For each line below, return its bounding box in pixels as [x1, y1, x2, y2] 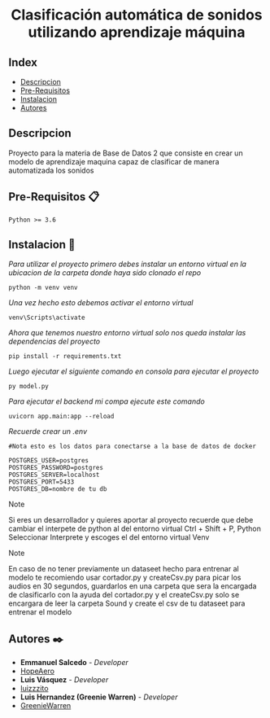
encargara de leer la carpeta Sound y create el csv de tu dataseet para [8, 598, 246, 608]
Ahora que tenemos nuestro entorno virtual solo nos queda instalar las [8, 328, 246, 338]
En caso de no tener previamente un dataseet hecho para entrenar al [8, 564, 239, 574]
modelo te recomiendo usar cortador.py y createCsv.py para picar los [8, 572, 242, 583]
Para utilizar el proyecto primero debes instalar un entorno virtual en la [8, 259, 246, 269]
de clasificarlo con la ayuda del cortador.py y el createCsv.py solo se [8, 590, 240, 600]
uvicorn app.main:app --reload [8, 413, 115, 421]
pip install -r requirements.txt [8, 352, 122, 361]
